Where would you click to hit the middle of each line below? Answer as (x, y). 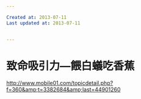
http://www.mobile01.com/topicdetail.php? (60, 83)
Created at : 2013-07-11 (37, 17)
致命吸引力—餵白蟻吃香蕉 (71, 66)
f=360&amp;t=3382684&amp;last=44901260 (63, 90)
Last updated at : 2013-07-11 (43, 23)
